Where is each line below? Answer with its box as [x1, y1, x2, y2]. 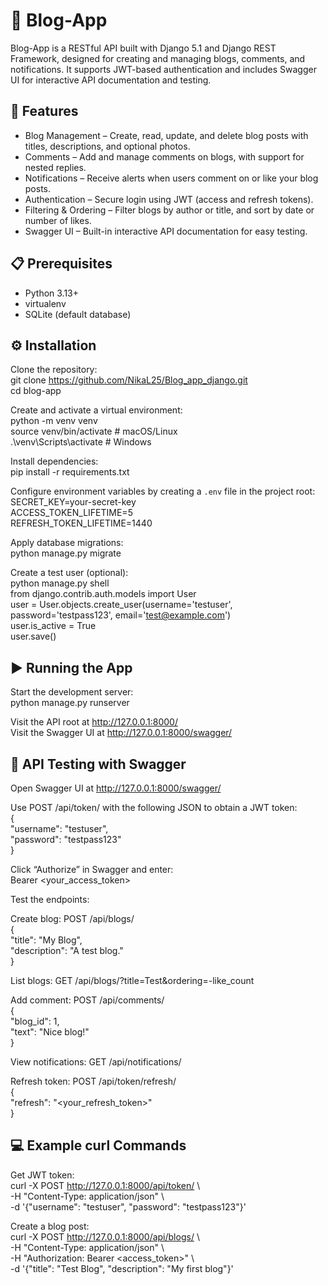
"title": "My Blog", [10, 934, 83, 946]
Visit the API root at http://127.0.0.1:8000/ [10, 716, 178, 728]
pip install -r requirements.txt [10, 466, 130, 478]
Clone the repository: [10, 364, 98, 376]
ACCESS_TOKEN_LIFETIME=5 [10, 507, 133, 519]
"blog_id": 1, [10, 1015, 60, 1027]
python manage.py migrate [10, 547, 122, 559]
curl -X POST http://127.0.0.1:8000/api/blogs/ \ [10, 1230, 200, 1243]
